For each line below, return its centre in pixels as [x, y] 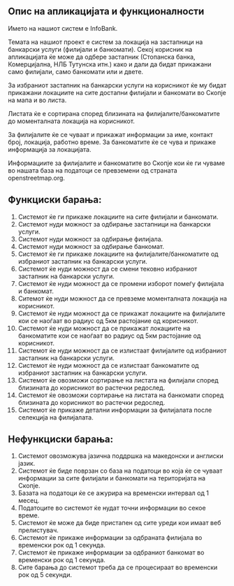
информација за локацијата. [50, 149]
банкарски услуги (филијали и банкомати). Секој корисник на [100, 49]
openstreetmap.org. [37, 178]
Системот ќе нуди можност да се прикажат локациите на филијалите [122, 313]
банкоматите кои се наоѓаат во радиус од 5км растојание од [109, 336]
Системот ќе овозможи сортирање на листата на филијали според [118, 380]
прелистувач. [38, 530]
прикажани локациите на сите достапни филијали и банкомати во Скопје [117, 92]
